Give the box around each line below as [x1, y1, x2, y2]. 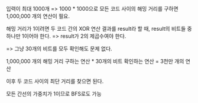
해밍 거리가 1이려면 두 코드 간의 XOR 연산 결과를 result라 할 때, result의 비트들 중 [6, 25, 192, 32]
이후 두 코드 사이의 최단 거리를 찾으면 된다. [6, 78, 104, 85]
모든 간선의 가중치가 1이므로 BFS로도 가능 [6, 91, 102, 97]
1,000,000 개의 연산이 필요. [6, 12, 70, 20]
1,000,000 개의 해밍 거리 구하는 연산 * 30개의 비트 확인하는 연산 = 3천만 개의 [6, 58, 184, 65]
